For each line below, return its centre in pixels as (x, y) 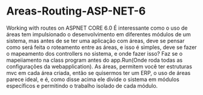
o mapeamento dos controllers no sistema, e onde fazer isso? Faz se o (95, 53)
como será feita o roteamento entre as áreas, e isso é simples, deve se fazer (101, 47)
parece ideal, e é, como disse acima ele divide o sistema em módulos (93, 79)
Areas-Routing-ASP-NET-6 (76, 11)
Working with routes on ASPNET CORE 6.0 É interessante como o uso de (97, 28)
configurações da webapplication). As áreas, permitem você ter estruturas (99, 66)
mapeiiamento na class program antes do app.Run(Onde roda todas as (95, 60)
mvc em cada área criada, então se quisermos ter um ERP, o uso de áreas (98, 73)
